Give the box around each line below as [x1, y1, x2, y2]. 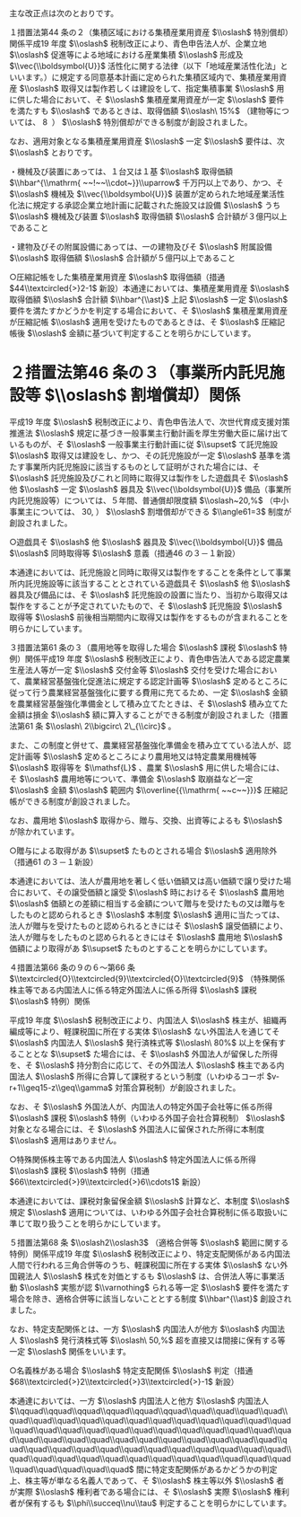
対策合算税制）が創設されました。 [115, 1081, 241, 1093]
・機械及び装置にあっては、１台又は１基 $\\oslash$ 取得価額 [9, 166, 233, 177]
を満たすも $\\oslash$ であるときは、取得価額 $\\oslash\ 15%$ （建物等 [9, 106, 274, 116]
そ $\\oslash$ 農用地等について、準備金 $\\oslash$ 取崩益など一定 [9, 773, 254, 784]
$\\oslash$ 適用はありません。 [9, 1134, 122, 1145]
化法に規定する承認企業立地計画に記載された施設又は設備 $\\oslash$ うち [9, 200, 280, 210]
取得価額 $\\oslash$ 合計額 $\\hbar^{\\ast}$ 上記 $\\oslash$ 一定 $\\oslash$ [9, 295, 288, 304]
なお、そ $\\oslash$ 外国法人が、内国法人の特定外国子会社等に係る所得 [9, 1101, 273, 1112]
